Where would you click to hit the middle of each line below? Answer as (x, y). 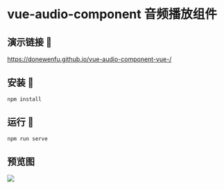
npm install (24, 99)
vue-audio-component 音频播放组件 (112, 14)
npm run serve (28, 139)
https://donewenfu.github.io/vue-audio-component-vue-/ (89, 59)
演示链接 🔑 (29, 42)
